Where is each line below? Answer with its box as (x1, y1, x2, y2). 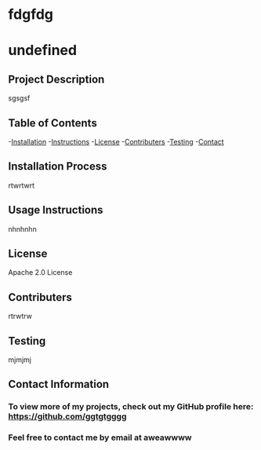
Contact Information (8, 378, 110, 391)
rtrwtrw (8, 312, 33, 321)
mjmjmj (8, 355, 31, 364)
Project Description (8, 72, 105, 86)
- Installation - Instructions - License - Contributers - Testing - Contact (8, 137, 225, 146)
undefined (8, 42, 77, 60)
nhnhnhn (8, 224, 37, 233)
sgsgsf (8, 93, 31, 103)
